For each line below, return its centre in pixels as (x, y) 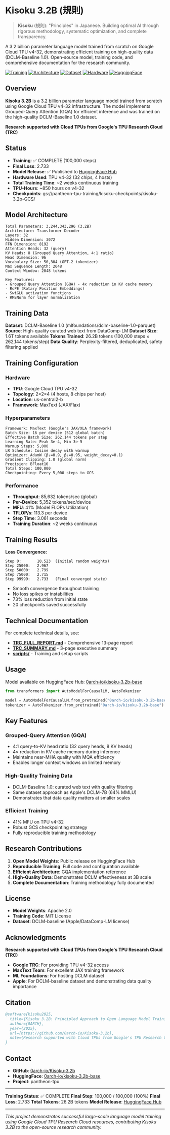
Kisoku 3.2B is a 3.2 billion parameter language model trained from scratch (84, 101)
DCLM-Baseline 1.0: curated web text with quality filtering (73, 787)
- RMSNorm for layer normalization (43, 298)
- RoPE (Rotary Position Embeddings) (45, 289)
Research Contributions (44, 849)
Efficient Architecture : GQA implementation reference (69, 872)
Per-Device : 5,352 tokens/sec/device (52, 502)
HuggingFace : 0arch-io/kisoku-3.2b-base (56, 1076)
